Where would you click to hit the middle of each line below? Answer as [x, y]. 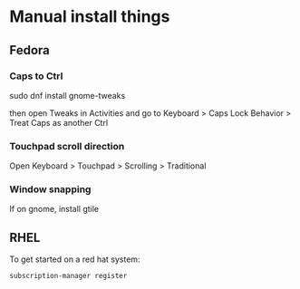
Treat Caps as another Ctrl [59, 122]
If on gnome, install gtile [54, 209]
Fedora [29, 50]
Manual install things [90, 17]
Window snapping [50, 189]
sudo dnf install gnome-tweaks [68, 95]
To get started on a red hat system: [75, 259]
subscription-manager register [68, 276]
